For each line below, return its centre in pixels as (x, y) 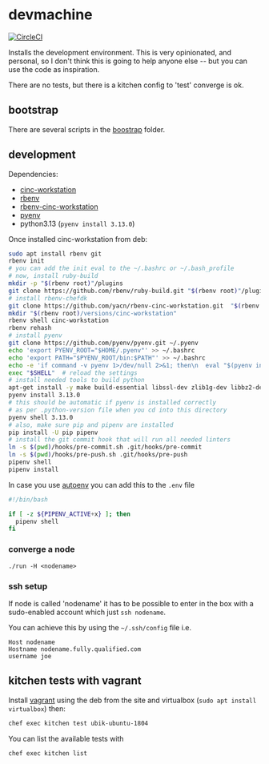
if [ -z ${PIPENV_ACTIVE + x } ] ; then (69, 514)
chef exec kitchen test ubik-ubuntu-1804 (78, 723)
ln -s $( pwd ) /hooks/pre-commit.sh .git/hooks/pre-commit (105, 447)
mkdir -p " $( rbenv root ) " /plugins (66, 283)
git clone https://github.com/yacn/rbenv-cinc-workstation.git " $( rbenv (134, 306)
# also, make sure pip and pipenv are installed (91, 425)
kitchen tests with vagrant (75, 681)
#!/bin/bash (28, 499)
